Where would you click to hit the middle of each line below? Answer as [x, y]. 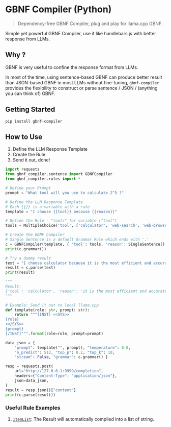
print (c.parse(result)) [31, 395]
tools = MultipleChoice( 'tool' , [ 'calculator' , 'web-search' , [73, 226]
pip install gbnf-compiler [34, 121]
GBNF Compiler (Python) [59, 9]
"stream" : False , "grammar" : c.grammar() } [61, 357]
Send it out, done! [31, 160]
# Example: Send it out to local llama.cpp [52, 305]
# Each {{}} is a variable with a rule [48, 207]
